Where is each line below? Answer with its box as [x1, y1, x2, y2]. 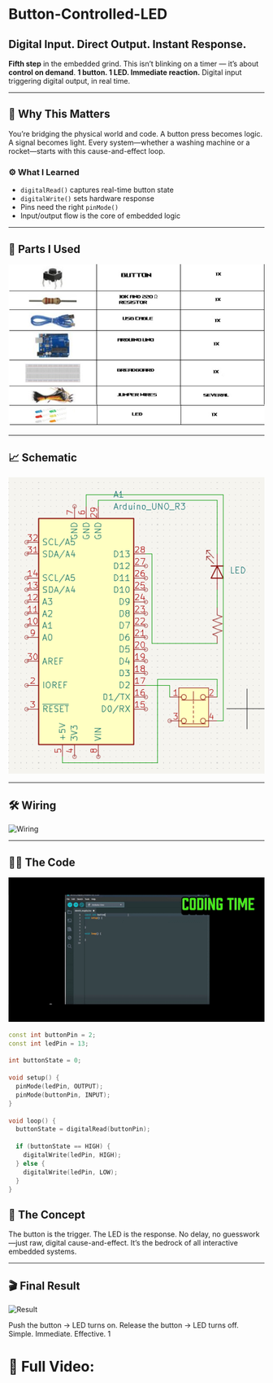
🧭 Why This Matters [8, 107, 110, 121]
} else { [15, 1159, 45, 1167]
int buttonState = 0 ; [8, 1057, 82, 1065]
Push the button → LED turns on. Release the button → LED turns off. [8, 1320, 240, 1330]
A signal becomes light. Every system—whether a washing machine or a [8, 137, 250, 147]
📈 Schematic [8, 451, 77, 465]
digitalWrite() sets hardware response [19, 194, 154, 203]
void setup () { [8, 1074, 60, 1082]
